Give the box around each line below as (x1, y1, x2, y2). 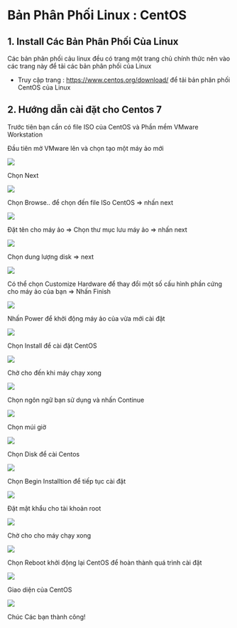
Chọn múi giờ (7, 422, 47, 431)
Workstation (7, 130, 43, 139)
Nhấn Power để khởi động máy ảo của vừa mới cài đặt (7, 314, 165, 323)
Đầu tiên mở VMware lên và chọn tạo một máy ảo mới (7, 144, 165, 152)
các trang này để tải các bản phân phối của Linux (7, 62, 152, 70)
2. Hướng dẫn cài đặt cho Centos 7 (7, 104, 162, 116)
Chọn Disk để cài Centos (7, 449, 80, 458)
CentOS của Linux (17, 83, 71, 92)
